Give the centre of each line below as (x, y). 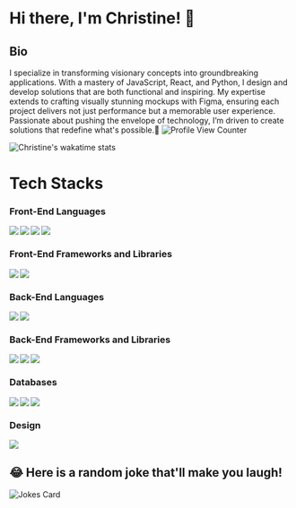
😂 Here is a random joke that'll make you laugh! (146, 473)
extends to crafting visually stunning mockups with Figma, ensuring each (144, 101)
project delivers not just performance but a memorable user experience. (143, 111)
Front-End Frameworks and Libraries (91, 254)
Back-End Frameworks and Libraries (90, 340)
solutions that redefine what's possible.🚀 (84, 130)
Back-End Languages (57, 297)
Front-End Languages (57, 211)
